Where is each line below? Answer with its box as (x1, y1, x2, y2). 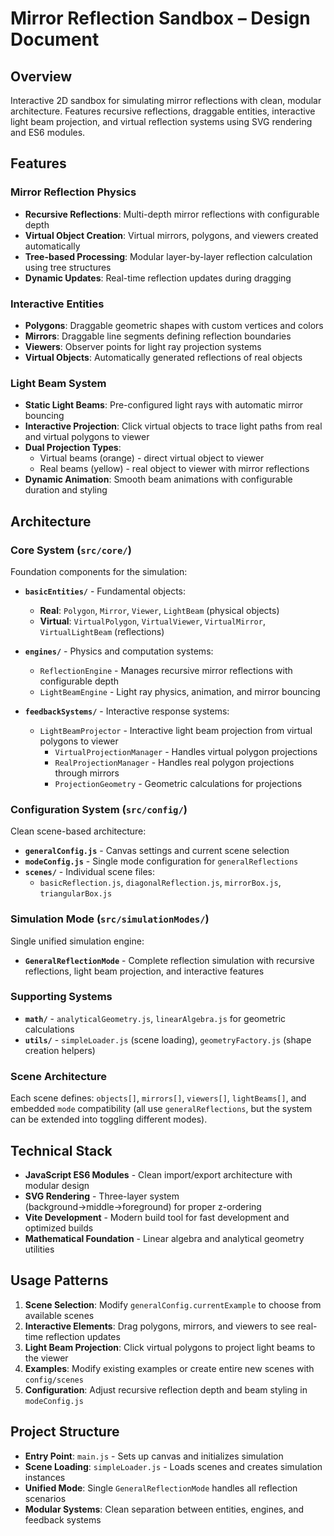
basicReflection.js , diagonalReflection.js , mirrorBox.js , (39, 877, 282, 889)
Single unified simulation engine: (10, 935, 145, 947)
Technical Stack (10, 1142, 113, 1159)
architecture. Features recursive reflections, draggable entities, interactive (10, 105, 316, 117)
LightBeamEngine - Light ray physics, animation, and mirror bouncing (39, 685, 321, 697)
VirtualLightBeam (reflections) (39, 625, 165, 637)
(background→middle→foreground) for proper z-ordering (24, 1200, 262, 1212)
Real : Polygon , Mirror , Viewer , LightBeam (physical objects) (39, 604, 280, 616)
